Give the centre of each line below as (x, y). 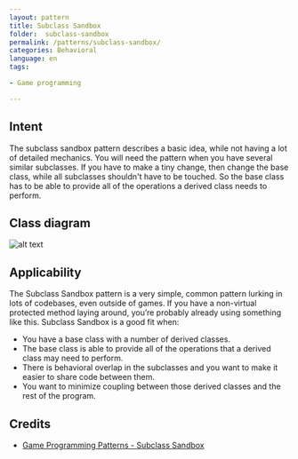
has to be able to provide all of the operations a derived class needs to (138, 186)
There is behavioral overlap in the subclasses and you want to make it (150, 368)
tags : (19, 67)
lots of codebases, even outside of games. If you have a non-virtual (133, 304)
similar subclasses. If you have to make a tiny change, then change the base (149, 167)
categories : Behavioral (53, 51)
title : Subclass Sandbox (55, 26)
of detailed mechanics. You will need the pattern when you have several (141, 157)
